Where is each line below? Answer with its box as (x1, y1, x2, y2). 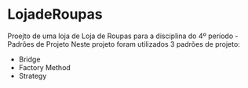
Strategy (18, 71, 47, 80)
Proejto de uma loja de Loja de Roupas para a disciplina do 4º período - (7, 31, 239, 40)
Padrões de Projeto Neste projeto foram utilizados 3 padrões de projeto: (7, 39, 240, 48)
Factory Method (18, 62, 71, 72)
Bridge (18, 55, 41, 64)
